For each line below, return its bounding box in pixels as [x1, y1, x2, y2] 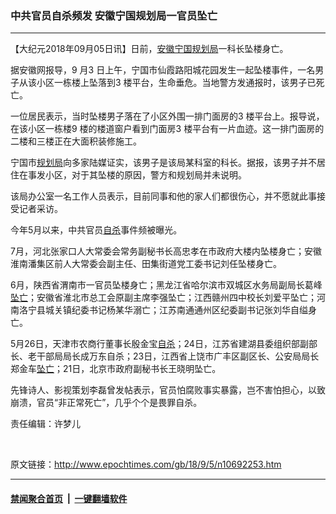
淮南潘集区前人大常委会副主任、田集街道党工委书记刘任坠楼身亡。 [10, 258, 282, 270]
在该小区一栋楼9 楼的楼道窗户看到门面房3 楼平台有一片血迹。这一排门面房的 [10, 123, 325, 135]
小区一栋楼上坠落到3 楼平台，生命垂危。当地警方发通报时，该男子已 [36, 77, 317, 89]
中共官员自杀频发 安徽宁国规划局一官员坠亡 [10, 8, 218, 22]
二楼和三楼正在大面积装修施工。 [10, 135, 142, 147]
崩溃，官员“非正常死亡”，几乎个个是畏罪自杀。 [10, 397, 203, 409]
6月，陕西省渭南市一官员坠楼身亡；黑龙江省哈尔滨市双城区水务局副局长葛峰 [10, 279, 323, 291]
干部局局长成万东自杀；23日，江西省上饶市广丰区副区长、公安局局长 [36, 350, 320, 362]
